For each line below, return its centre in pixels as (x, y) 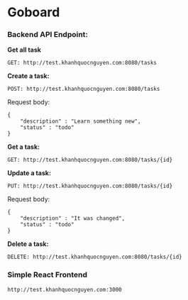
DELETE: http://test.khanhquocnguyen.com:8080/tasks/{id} (95, 257)
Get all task (24, 50)
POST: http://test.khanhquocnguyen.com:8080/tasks (84, 89)
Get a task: (24, 147)
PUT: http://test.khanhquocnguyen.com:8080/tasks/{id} (90, 186)
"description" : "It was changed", (73, 218)
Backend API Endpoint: (48, 35)
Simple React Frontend (47, 275)
